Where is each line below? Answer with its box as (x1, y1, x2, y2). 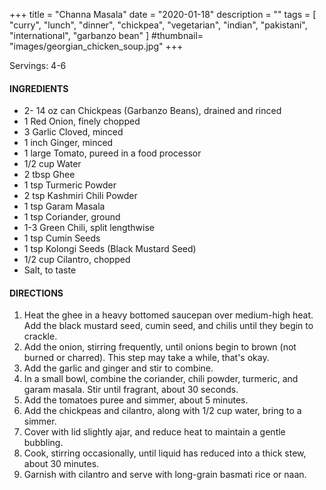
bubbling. (23, 437, 64, 449)
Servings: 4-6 (9, 60, 67, 71)
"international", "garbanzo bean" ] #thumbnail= (9, 30, 204, 41)
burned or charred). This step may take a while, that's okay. (23, 352, 270, 364)
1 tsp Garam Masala (23, 200, 106, 213)
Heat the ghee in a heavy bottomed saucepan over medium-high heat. (23, 309, 314, 321)
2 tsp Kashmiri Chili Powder (23, 190, 138, 202)
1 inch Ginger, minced (23, 137, 114, 149)
